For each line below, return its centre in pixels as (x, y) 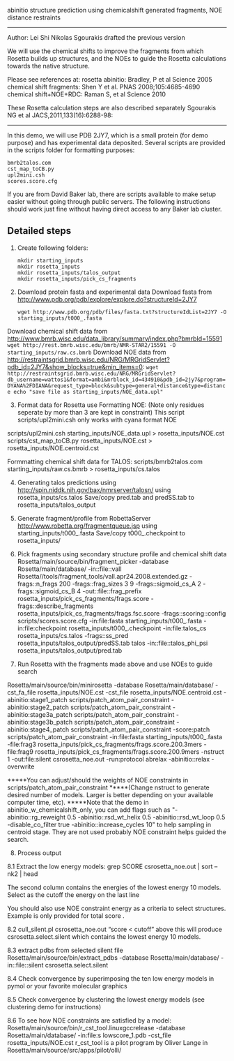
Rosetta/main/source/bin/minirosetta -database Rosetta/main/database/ (110, 685)
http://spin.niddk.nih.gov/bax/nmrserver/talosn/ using (94, 490)
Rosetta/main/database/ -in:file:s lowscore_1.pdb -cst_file (89, 1035)
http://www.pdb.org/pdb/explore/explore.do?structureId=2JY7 (107, 299)
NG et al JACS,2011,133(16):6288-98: (60, 115)
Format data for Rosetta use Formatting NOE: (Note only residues (111, 405)
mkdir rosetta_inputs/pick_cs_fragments (77, 279)
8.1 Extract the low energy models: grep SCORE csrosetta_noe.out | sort (110, 866)
